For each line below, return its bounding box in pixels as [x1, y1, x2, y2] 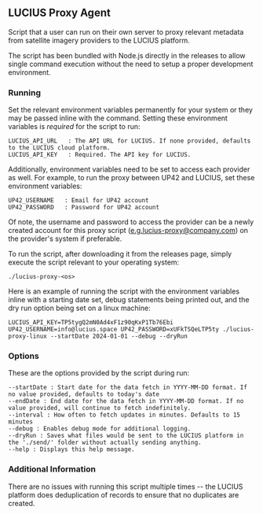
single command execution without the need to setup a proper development [8, 59, 254, 68]
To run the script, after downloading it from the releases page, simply [8, 250, 232, 259]
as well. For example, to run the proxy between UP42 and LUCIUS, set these [8, 173, 255, 183]
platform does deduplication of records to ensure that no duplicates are [8, 490, 239, 499]
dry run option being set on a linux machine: [8, 303, 151, 313]
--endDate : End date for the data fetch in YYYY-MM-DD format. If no [8, 398, 244, 405]
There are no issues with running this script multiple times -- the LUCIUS [8, 482, 243, 491]
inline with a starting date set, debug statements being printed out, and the [8, 295, 250, 305]
